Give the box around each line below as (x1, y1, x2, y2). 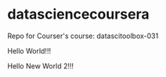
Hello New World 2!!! (7, 61, 74, 71)
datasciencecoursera (7, 5, 150, 23)
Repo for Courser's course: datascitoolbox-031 (7, 31, 159, 40)
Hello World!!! (7, 46, 52, 55)
